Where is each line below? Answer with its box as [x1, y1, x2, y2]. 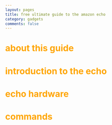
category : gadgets [5, 16, 43, 21]
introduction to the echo [5, 65, 107, 77]
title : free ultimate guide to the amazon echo [5, 12, 106, 17]
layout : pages [5, 7, 35, 12]
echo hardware [5, 88, 69, 100]
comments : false [5, 21, 39, 26]
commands [5, 111, 53, 122]
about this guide [5, 43, 74, 54]
